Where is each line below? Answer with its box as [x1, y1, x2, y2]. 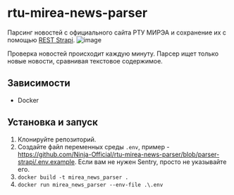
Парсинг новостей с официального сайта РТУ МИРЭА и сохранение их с [7, 28, 227, 37]
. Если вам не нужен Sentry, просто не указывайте [74, 157, 227, 166]
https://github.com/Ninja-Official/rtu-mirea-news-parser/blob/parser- [17, 150, 220, 158]
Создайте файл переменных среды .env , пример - [17, 142, 170, 151]
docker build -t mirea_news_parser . [17, 174, 129, 181]
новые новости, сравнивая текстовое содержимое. [7, 56, 164, 65]
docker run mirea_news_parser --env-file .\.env [17, 181, 164, 188]
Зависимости [7, 77, 70, 89]
